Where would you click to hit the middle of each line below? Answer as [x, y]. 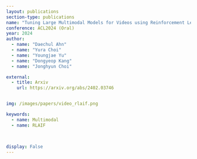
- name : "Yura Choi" [36, 50]
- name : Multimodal [35, 120]
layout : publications [33, 11]
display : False [25, 147]
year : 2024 [19, 34]
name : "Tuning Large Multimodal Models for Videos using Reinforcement [95, 22]
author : [16, 39]
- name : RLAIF [28, 125]
